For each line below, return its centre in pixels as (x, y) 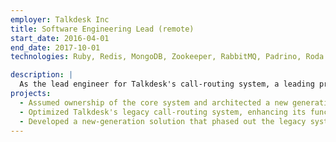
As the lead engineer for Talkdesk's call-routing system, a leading (167, 84)
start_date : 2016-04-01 (60, 38)
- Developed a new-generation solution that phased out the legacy (163, 121)
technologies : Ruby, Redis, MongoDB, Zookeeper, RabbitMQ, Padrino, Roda (167, 57)
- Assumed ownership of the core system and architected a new (153, 102)
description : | (42, 75)
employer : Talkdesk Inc (60, 19)
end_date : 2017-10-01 (55, 47)
